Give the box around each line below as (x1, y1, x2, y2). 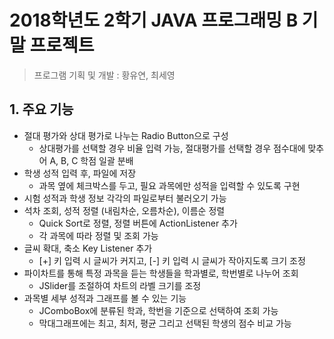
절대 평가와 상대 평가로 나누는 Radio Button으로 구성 (23, 129, 229, 141)
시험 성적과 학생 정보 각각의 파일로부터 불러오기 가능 (23, 192, 227, 204)
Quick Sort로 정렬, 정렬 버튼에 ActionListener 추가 (38, 217, 238, 229)
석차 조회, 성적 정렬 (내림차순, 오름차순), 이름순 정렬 (23, 204, 226, 216)
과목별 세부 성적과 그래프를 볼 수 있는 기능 (23, 292, 187, 304)
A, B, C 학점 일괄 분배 (49, 154, 134, 166)
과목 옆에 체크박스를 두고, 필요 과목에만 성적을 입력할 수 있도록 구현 (38, 179, 301, 191)
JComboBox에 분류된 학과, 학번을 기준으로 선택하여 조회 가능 (38, 304, 279, 316)
